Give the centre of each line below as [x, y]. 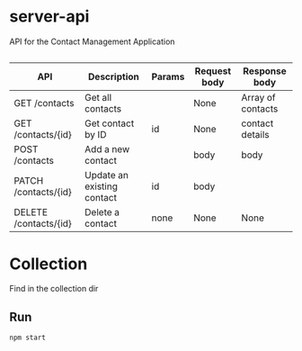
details [255, 135]
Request [213, 71]
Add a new [107, 149]
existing [102, 186]
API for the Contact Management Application [92, 41]
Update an [107, 175]
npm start [28, 338]
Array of [258, 98]
